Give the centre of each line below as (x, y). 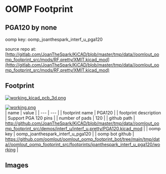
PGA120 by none (31, 28)
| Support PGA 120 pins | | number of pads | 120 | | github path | (70, 118)
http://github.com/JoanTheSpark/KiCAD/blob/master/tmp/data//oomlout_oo (82, 123)
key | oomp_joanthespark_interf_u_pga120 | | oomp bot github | (70, 134)
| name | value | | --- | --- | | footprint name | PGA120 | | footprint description (83, 112)
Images (17, 165)
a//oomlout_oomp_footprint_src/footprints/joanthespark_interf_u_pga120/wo (83, 144)
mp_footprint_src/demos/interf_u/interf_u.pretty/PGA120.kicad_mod (74, 128)
